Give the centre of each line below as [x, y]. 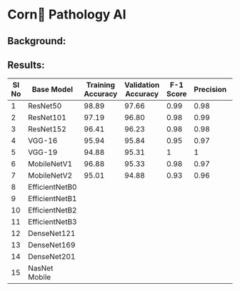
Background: [37, 41]
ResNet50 [45, 106]
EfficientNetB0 [52, 187]
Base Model [52, 90]
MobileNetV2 [50, 175]
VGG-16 [43, 141]
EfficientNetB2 [52, 210]
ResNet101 [47, 118]
